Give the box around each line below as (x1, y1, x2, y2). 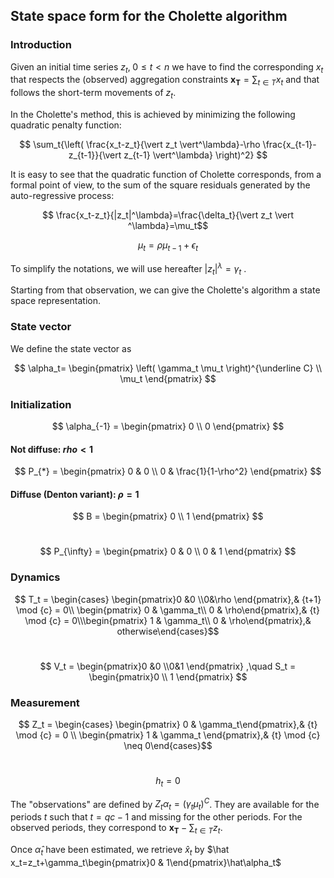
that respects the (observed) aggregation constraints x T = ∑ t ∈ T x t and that (10, 74, 320, 88)
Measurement (10, 695, 80, 709)
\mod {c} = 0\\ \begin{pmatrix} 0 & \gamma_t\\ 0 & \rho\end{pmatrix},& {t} (16, 604, 320, 616)
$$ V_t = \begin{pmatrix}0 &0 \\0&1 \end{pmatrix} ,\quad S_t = (39, 660, 297, 672)
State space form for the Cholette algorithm (10, 8, 288, 25)
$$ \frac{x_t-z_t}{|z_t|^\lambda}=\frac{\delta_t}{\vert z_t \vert (41, 209, 295, 221)
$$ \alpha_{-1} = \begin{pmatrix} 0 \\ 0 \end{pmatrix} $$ (51, 420, 285, 432)
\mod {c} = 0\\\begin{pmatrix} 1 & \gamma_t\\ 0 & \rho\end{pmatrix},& (24, 614, 312, 626)
